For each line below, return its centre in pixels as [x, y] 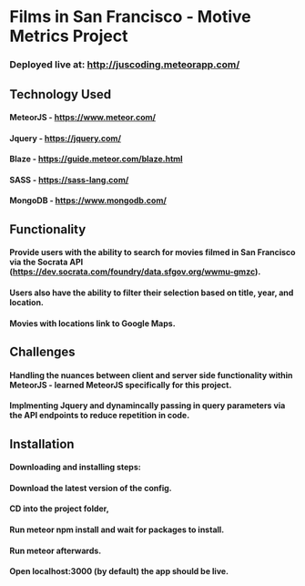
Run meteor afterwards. [56, 550]
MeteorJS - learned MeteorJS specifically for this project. [121, 385]
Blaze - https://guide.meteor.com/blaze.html [97, 159]
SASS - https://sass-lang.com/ [69, 180]
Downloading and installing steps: [75, 468]
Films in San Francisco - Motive [131, 17]
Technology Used [61, 94]
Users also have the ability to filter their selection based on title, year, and [152, 293]
